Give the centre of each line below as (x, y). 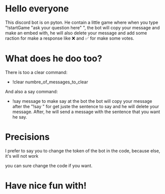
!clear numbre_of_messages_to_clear (50, 82)
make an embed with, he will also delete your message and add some (76, 33)
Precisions (27, 137)
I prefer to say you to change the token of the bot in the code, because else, (83, 151)
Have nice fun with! (46, 186)
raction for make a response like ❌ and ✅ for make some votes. (70, 38)
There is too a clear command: (36, 72)
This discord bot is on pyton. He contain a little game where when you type (82, 22)
